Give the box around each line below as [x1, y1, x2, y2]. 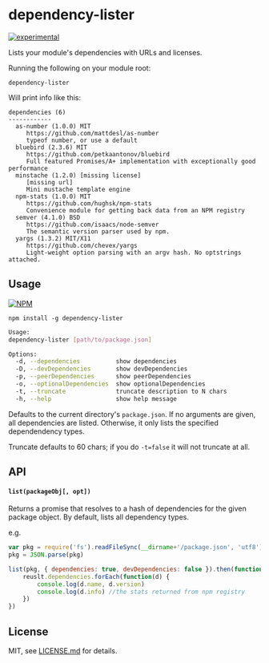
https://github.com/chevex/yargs [26, 241, 138, 249]
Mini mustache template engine [26, 185, 130, 193]
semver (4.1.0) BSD [15, 213, 81, 221]
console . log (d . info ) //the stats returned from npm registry [37, 588, 246, 596]
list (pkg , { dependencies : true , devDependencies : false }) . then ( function [8, 565, 263, 573]
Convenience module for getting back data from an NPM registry [26, 206, 246, 214]
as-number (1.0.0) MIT [15, 122, 91, 130]
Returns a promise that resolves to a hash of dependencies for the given [8, 503, 247, 514]
